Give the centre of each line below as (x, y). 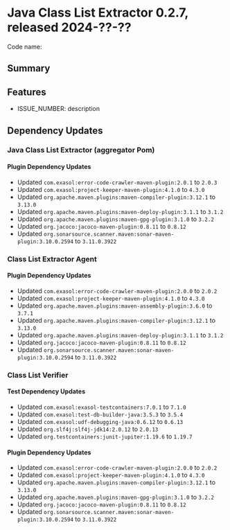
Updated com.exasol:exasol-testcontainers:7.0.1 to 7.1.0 (101, 407)
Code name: (25, 46)
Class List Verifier (38, 375)
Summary (29, 68)
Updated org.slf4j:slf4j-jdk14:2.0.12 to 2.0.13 (88, 429)
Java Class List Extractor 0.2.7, (98, 13)
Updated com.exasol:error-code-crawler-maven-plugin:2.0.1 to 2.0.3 (117, 182)
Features (27, 92)
